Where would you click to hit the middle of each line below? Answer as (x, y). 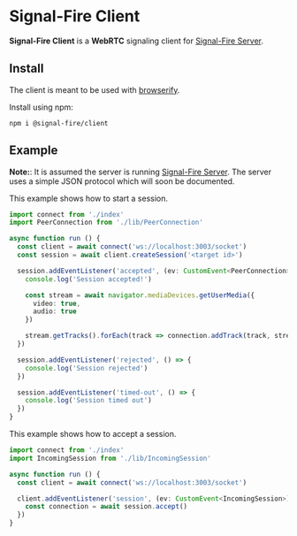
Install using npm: (41, 107)
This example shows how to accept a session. (93, 434)
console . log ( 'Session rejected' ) (87, 368)
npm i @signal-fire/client (59, 123)
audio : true (54, 311)
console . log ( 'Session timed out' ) (88, 401)
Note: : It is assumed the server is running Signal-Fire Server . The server (141, 172)
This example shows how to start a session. (89, 198)
